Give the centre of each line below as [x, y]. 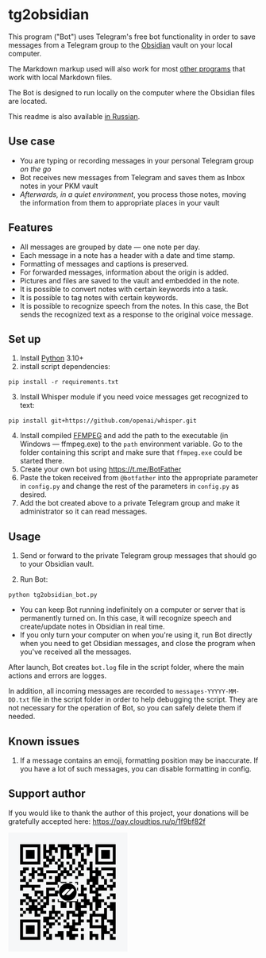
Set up [25, 339]
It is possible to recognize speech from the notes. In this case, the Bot [134, 306]
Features [31, 228]
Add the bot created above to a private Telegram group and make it [130, 503]
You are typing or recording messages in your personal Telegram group [137, 160]
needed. [22, 717]
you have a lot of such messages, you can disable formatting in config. [135, 769]
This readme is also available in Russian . [74, 116]
